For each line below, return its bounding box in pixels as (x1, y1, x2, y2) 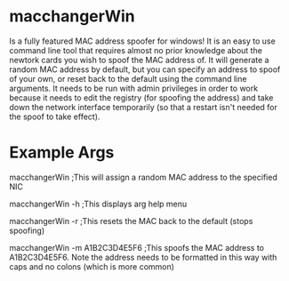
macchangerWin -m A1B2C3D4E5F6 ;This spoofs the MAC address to (9, 242, 265, 253)
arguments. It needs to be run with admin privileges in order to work (9, 83, 259, 93)
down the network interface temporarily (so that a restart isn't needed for (9, 101, 277, 112)
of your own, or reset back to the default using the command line (9, 73, 247, 84)
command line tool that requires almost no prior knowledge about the (9, 44, 262, 55)
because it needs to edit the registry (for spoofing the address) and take (9, 92, 274, 103)
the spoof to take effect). (9, 111, 100, 122)
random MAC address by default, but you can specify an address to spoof (9, 64, 281, 75)
